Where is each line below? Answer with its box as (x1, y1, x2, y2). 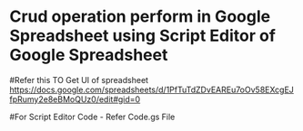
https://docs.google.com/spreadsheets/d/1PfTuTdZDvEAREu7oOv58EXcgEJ (9, 84, 294, 95)
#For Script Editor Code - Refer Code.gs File (9, 111, 176, 122)
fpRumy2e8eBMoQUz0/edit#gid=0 (9, 93, 141, 105)
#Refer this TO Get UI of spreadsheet (9, 74, 148, 85)
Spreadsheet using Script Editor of (9, 25, 276, 46)
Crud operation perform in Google (9, 6, 271, 27)
